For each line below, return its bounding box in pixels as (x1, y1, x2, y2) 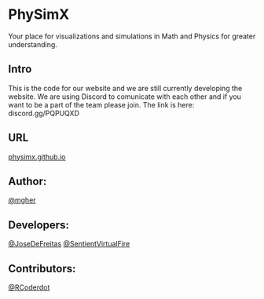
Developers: (8, 218, 69, 232)
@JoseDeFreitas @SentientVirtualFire (8, 239, 130, 249)
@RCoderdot (8, 283, 50, 292)
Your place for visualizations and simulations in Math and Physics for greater (8, 31, 256, 41)
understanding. (8, 39, 57, 49)
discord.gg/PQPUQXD (8, 108, 80, 118)
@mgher (8, 195, 37, 205)
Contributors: (8, 261, 76, 275)
